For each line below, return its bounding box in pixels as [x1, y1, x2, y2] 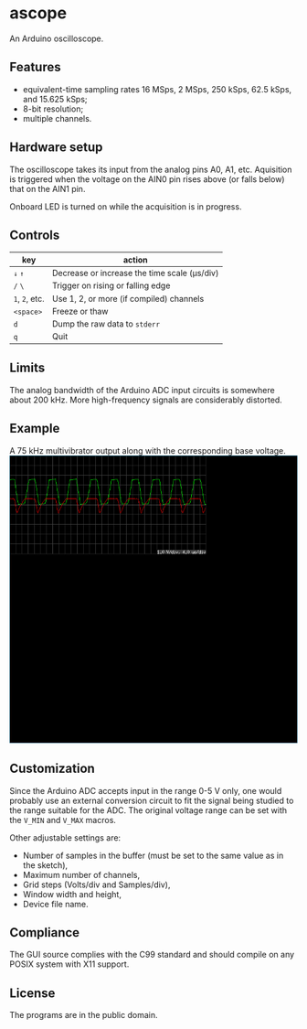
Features [9, 59, 61, 75]
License [9, 985, 56, 1001]
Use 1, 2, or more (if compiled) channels [51, 293, 205, 304]
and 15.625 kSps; [22, 93, 89, 104]
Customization [9, 761, 96, 777]
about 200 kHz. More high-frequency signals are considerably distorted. [9, 394, 283, 405]
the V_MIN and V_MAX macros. [9, 814, 117, 825]
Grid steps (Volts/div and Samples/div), [22, 879, 171, 890]
